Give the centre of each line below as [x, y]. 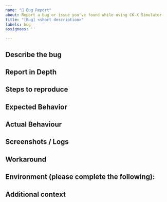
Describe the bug [33, 54]
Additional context [35, 194]
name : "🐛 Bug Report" [29, 10]
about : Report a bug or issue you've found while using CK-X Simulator [83, 15]
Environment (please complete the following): [80, 177]
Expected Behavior [36, 107]
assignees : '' [21, 29]
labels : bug [18, 24]
